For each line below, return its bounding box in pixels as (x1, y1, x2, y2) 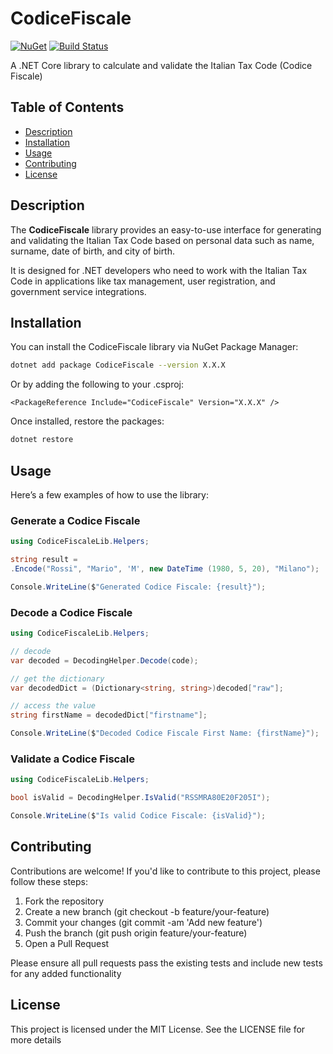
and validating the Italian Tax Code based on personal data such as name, (10, 234, 315, 246)
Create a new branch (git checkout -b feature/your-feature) (24, 905, 270, 917)
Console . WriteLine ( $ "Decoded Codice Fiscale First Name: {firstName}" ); (10, 728, 320, 739)
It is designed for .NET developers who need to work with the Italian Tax (10, 264, 308, 276)
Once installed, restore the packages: (10, 415, 165, 427)
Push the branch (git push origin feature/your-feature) (24, 927, 248, 939)
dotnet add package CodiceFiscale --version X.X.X (10, 360, 226, 371)
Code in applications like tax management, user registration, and (10, 275, 276, 287)
